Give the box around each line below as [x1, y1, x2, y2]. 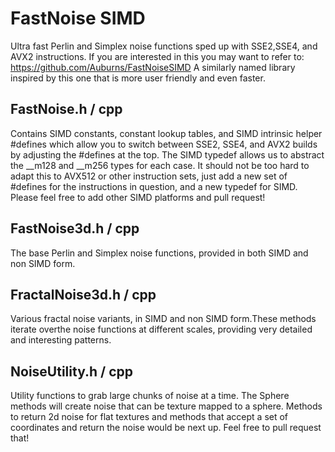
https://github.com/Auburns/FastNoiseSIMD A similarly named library [10, 61, 296, 73]
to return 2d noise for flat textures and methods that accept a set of [10, 411, 289, 423]
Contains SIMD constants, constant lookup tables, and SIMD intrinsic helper [10, 127, 323, 139]
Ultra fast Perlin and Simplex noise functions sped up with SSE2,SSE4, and [10, 40, 318, 52]
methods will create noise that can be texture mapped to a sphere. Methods [10, 400, 323, 412]
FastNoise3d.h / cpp [10, 220, 140, 237]
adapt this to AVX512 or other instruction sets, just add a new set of [10, 170, 288, 182]
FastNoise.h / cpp [10, 101, 123, 118]
